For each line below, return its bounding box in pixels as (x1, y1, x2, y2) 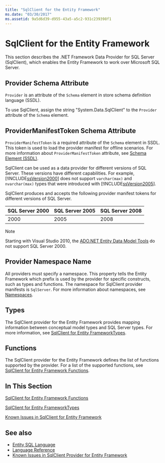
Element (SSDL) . (5, 155, 39, 161)
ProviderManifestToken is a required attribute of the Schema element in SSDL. (5, 139, 161, 145)
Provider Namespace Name (5, 258, 91, 266)
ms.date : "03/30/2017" (5, 12, 52, 17)
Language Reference (12, 447, 55, 453)
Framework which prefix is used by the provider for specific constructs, (5, 276, 151, 282)
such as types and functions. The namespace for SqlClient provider (5, 281, 143, 287)
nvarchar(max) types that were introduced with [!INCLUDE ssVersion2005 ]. (5, 181, 157, 186)
